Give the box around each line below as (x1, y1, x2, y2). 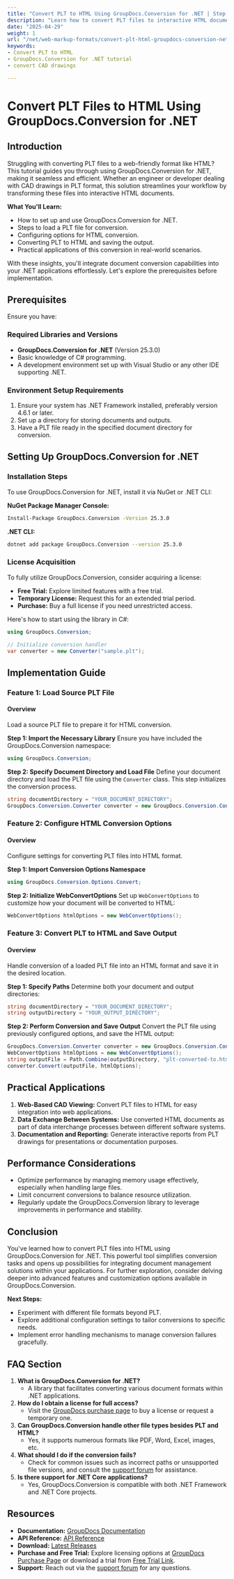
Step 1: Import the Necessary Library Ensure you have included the (7, 733, 203, 742)
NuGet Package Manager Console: (7, 501, 109, 510)
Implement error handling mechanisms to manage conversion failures (17, 1331, 217, 1339)
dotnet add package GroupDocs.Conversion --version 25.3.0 (7, 541, 182, 548)
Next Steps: (7, 1295, 42, 1304)
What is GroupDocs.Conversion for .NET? (17, 1377, 141, 1385)
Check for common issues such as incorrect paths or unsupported (27, 1458, 219, 1467)
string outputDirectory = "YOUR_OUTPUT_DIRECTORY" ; (7, 1009, 160, 1016)
